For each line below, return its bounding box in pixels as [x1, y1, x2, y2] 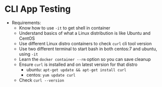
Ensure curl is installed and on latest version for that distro [19, 61, 138, 67]
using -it [19, 51, 38, 57]
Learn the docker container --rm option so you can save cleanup [19, 56, 151, 62]
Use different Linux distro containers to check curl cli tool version [19, 40, 152, 46]
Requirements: [11, 20, 41, 26]
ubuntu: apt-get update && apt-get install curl [26, 66, 127, 72]
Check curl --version [19, 77, 65, 83]
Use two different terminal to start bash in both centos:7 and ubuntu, [19, 46, 158, 52]
